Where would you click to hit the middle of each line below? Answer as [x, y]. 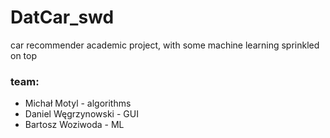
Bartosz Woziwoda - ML [74, 125]
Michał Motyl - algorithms [78, 103]
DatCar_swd [62, 17]
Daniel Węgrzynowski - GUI [81, 114]
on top [24, 55]
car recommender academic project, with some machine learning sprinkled [165, 45]
